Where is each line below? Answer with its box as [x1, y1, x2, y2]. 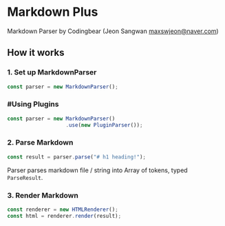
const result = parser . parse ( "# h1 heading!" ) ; [7, 153, 147, 161]
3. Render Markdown [7, 190, 79, 200]
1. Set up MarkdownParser [7, 68, 97, 77]
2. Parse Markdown [7, 138, 74, 147]
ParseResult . [7, 173, 43, 181]
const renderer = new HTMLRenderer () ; [7, 206, 118, 214]
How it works [7, 47, 65, 59]
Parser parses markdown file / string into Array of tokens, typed [7, 166, 188, 174]
